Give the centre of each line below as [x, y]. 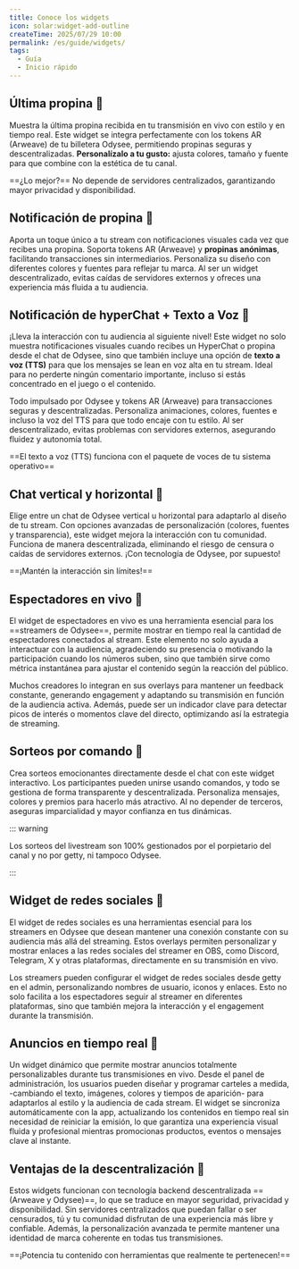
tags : [19, 51]
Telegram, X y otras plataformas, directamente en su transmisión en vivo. [144, 960]
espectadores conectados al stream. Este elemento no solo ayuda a [134, 639]
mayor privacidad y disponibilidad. [73, 189]
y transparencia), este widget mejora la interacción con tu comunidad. [138, 535]
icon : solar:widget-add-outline [69, 26]
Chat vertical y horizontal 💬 [86, 494]
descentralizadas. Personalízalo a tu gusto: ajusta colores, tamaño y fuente [149, 154]
